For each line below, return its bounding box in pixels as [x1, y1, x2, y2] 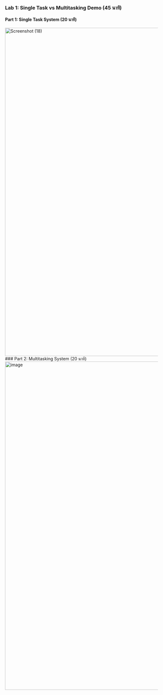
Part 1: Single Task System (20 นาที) [5, 17, 77, 22]
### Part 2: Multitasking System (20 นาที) [5, 356, 87, 362]
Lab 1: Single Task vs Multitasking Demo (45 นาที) [5, 4, 122, 11]
